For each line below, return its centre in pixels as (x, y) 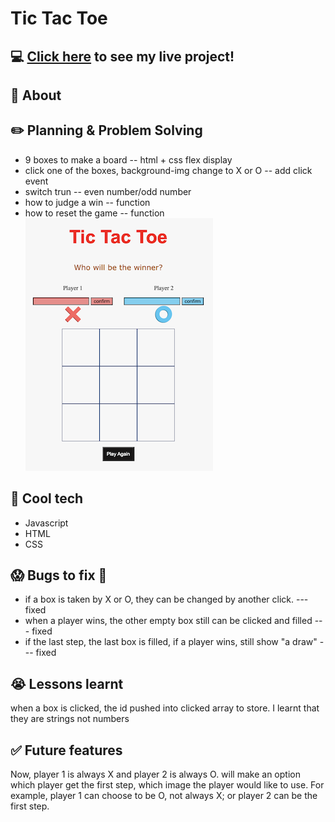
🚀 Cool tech (47, 498)
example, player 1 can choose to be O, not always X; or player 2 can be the (164, 796)
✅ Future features (66, 750)
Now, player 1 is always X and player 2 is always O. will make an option (155, 774)
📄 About (36, 95)
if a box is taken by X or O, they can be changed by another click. (159, 599)
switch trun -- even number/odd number (108, 191)
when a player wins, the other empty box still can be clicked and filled (168, 621)
